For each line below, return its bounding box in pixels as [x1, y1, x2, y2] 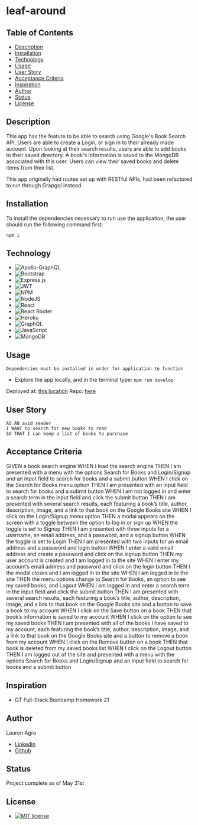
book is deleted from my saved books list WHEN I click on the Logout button [6, 644, 192, 651]
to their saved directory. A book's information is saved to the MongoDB [6, 151, 179, 158]
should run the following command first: [6, 220, 103, 228]
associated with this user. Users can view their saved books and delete [6, 158, 179, 165]
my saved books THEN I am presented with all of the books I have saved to [6, 619, 189, 626]
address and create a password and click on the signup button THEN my [6, 550, 183, 557]
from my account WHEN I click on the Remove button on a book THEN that [6, 638, 188, 645]
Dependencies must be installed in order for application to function [6, 366, 184, 372]
